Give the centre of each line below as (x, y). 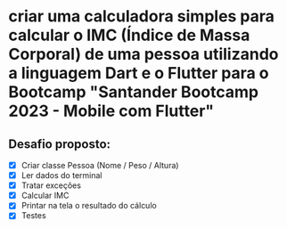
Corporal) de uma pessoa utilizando (143, 54)
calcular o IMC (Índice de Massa (129, 35)
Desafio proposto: (60, 144)
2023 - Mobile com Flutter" (111, 111)
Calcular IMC (45, 196)
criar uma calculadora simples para (142, 16)
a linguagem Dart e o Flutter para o (139, 74)
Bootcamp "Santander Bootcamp (134, 92)
